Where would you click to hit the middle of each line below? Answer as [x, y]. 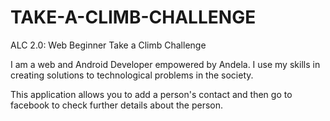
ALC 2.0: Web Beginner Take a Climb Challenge [108, 45]
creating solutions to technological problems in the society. [132, 75]
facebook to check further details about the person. [117, 105]
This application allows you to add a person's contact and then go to [151, 94]
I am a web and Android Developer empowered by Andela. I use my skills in [165, 64]
